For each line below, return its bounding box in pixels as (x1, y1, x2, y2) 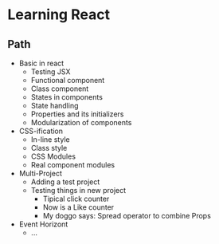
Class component (30, 84, 89, 93)
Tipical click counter (42, 194, 110, 203)
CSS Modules (30, 152, 76, 161)
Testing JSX (30, 67, 71, 77)
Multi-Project (18, 169, 63, 178)
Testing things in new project (30, 186, 127, 195)
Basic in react (18, 58, 65, 68)
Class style (30, 144, 68, 152)
